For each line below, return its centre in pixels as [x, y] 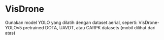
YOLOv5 [14, 27]
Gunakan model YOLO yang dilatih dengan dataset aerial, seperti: [71, 22]
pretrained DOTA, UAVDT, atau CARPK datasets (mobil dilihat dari [89, 27]
